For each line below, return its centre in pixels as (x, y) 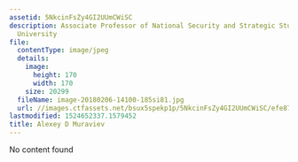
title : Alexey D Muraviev (57, 125)
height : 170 (55, 75)
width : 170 (53, 83)
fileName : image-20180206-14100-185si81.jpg (101, 100)
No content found (41, 150)
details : (33, 58)
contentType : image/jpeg (63, 50)
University (37, 34)
